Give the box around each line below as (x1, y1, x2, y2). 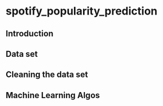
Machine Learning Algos (5, 90, 101, 101)
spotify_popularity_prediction (5, 4, 158, 18)
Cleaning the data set (5, 70, 88, 80)
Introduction (5, 28, 54, 39)
